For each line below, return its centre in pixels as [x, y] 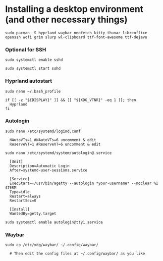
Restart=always [25, 196]
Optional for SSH [26, 50]
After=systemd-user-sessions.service [49, 170]
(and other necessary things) [66, 20]
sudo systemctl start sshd [33, 69]
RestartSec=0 [23, 201]
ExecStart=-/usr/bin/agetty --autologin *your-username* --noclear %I [84, 183]
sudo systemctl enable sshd [34, 60]
